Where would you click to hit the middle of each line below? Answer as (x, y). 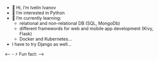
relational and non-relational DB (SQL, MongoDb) (70, 23)
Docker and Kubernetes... (46, 39)
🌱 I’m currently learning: (36, 18)
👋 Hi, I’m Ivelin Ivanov (34, 8)
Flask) (26, 34)
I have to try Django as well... (42, 44)
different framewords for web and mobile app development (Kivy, (86, 29)
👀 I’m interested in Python (38, 13)
